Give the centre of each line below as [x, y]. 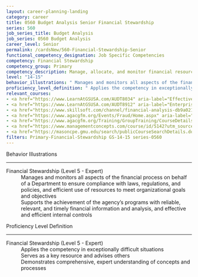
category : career [27, 17]
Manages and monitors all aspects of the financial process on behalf [104, 177]
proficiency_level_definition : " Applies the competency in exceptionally [100, 88]
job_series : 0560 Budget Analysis [49, 39]
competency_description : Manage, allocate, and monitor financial [89, 72]
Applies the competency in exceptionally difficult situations [92, 249]
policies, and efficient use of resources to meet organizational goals [103, 189]
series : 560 [21, 28]
